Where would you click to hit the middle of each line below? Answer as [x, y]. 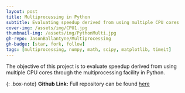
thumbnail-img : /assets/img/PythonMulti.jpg [61, 33]
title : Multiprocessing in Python [48, 17]
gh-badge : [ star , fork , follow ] [45, 44]
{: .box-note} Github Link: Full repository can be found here [78, 84]
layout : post [22, 11]
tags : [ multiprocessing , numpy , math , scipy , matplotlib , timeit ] [89, 50]
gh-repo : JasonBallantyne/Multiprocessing [59, 39]
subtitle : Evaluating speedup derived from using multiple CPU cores [93, 22]
